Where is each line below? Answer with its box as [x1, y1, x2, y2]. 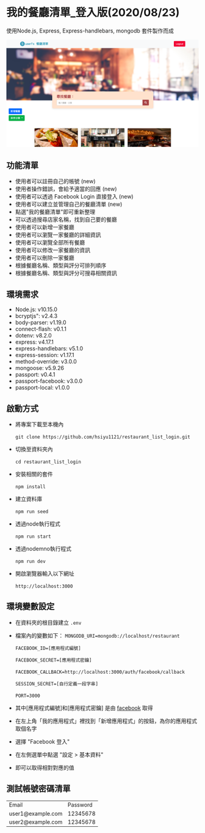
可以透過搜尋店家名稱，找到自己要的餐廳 [15, 216, 117, 224]
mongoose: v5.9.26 [15, 364, 64, 372]
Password [67, 801, 93, 809]
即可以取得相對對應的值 [15, 764, 74, 771]
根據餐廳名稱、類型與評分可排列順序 [15, 262, 107, 269]
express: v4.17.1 [15, 338, 54, 346]
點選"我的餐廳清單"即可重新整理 [15, 208, 96, 216]
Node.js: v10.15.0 [15, 306, 58, 313]
